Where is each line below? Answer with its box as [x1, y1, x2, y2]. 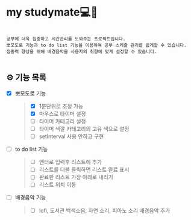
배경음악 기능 [14, 194, 46, 201]
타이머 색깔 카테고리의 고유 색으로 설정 [39, 125, 130, 132]
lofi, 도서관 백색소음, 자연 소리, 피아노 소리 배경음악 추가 [39, 207, 171, 214]
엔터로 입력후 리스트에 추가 [39, 159, 102, 166]
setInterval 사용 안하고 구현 [39, 133, 104, 140]
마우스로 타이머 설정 [39, 110, 86, 117]
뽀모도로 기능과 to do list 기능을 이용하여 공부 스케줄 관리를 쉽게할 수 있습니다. [6, 42, 187, 48]
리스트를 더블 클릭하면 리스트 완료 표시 [39, 166, 130, 173]
